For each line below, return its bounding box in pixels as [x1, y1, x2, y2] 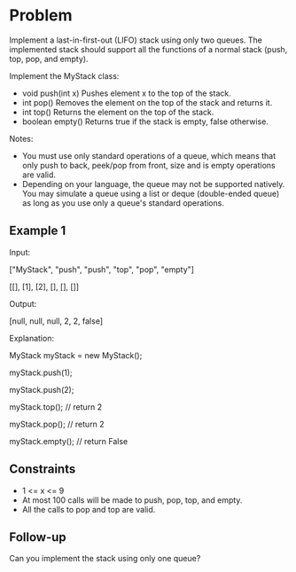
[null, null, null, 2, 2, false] [9, 316, 104, 326]
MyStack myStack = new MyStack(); [9, 349, 143, 360]
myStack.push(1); [9, 367, 73, 378]
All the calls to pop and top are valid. [21, 504, 156, 514]
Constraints [9, 462, 76, 477]
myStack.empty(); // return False [9, 435, 129, 446]
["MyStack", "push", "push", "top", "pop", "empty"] [9, 263, 195, 275]
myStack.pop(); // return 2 [9, 419, 105, 429]
